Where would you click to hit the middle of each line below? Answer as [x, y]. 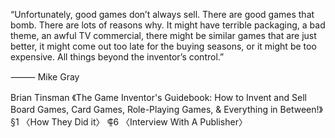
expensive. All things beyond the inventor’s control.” [117, 57]
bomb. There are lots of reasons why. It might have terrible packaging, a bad [168, 25]
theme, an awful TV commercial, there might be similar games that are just [163, 35]
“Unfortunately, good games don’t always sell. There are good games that [162, 14]
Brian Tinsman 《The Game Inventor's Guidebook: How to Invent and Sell [158, 97]
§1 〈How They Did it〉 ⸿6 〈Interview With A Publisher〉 [129, 122]
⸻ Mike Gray [45, 77]
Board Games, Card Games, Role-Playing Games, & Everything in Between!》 [166, 109]
